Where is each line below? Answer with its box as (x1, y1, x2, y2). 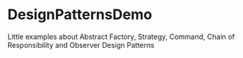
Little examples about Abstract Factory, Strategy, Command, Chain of (7, 32, 236, 41)
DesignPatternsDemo (7, 6, 153, 24)
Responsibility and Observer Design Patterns (7, 40, 155, 49)
